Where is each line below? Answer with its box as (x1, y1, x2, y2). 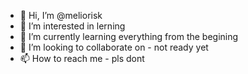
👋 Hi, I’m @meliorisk (19, 10, 103, 21)
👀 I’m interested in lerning (19, 20, 126, 32)
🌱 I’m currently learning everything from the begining (19, 31, 239, 42)
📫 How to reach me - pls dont (19, 53, 145, 64)
